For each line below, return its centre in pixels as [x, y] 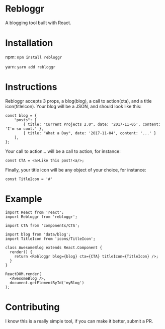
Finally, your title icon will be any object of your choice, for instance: [76, 170]
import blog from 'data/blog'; [38, 234]
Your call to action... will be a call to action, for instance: [63, 151]
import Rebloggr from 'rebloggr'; [42, 217]
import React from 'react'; [35, 212]
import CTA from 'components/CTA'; [43, 225]
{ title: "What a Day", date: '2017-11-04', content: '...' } [90, 133]
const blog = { [21, 115]
